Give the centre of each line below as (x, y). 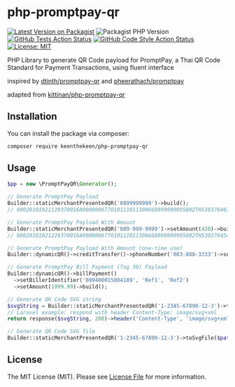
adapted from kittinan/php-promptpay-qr (66, 94)
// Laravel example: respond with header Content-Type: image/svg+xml (112, 312)
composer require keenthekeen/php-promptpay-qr (78, 146)
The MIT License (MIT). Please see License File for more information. (107, 377)
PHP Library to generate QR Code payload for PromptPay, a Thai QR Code (114, 59)
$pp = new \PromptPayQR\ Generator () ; (62, 184)
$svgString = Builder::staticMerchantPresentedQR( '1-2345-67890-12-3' (112, 306)
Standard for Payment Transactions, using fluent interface (91, 67)
